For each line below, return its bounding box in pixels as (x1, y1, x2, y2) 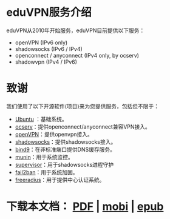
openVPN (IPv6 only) (15, 39, 68, 46)
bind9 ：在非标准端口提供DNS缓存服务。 (15, 146, 115, 153)
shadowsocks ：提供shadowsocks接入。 (15, 138, 117, 146)
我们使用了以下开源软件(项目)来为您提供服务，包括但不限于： (6, 103, 160, 110)
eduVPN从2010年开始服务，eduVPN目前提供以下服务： (6, 27, 145, 34)
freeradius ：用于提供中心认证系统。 (15, 176, 105, 183)
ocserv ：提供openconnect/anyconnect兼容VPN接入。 (15, 123, 151, 130)
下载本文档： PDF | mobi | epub (6, 200, 164, 214)
